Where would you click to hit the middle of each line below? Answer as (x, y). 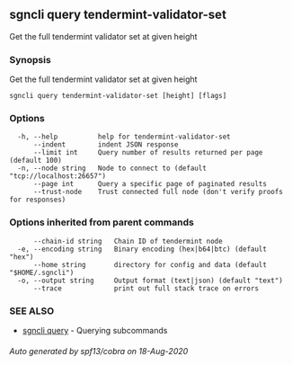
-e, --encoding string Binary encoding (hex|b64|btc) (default (142, 249)
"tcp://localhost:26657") (58, 176)
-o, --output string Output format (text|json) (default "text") (150, 280)
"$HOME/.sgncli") (42, 272)
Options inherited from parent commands (102, 222)
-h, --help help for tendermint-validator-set (124, 137)
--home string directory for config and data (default (150, 264)
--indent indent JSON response (106, 145)
